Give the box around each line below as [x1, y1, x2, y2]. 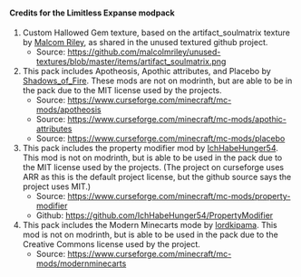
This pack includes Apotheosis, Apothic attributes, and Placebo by [22, 66, 272, 77]
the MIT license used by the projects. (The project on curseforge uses [22, 162, 285, 173]
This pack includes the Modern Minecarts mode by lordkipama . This [22, 220, 278, 231]
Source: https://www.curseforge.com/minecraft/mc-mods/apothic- [35, 114, 287, 125]
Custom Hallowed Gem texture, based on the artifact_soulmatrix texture [22, 27, 290, 38]
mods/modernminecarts [35, 258, 127, 269]
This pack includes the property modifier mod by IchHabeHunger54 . [22, 143, 279, 154]
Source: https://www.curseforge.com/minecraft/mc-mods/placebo [35, 133, 286, 144]
